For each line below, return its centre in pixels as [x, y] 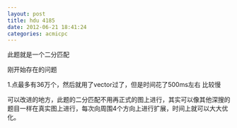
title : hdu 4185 [31, 21]
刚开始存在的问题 [32, 70]
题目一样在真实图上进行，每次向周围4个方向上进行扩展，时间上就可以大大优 [118, 109]
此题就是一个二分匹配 [38, 54]
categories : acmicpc [38, 34]
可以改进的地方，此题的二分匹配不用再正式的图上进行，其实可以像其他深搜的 [119, 100]
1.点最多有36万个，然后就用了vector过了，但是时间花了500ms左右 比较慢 [114, 85]
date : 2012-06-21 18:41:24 [47, 27]
